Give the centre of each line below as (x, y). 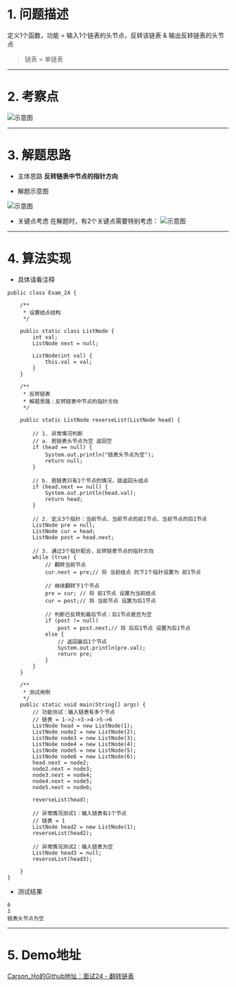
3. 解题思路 (39, 155)
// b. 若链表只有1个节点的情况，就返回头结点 (91, 480)
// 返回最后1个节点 (82, 641)
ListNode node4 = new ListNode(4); (85, 744)
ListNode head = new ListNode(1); (83, 726)
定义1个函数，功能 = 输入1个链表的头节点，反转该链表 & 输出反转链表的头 (113, 35)
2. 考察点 (33, 97)
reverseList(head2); (63, 833)
